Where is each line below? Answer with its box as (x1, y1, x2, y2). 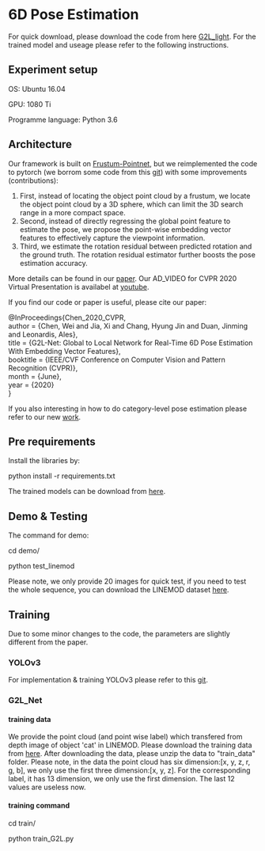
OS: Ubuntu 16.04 (8, 84, 66, 93)
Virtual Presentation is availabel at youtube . (8, 282, 150, 291)
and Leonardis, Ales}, (8, 329, 78, 339)
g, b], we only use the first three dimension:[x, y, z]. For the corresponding (8, 766, 251, 775)
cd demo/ (8, 546, 40, 556)
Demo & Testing (8, 509, 89, 523)
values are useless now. (8, 782, 86, 792)
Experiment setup (8, 63, 98, 77)
